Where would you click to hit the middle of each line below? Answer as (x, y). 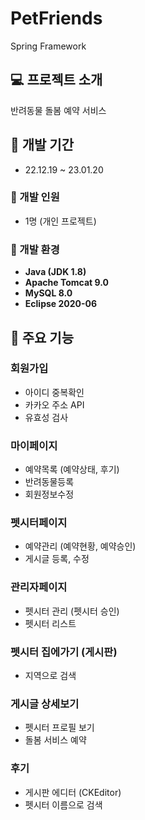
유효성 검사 (46, 417)
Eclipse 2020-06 (61, 304)
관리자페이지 (39, 587)
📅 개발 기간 (42, 145)
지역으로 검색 (50, 676)
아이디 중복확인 (54, 392)
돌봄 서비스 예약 (55, 740)
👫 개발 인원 (35, 197)
